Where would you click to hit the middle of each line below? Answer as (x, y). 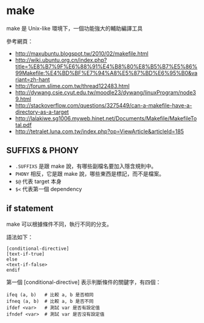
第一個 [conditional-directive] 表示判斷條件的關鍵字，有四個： (84, 282)
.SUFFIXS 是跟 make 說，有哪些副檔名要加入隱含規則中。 (86, 166)
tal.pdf (23, 125)
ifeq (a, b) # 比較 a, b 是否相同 (50, 295)
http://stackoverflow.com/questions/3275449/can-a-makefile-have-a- (104, 105)
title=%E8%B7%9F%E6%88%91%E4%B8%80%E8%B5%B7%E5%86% (106, 66)
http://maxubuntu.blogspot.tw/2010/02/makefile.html (82, 53)
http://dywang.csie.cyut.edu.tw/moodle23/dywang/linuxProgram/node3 (105, 92)
